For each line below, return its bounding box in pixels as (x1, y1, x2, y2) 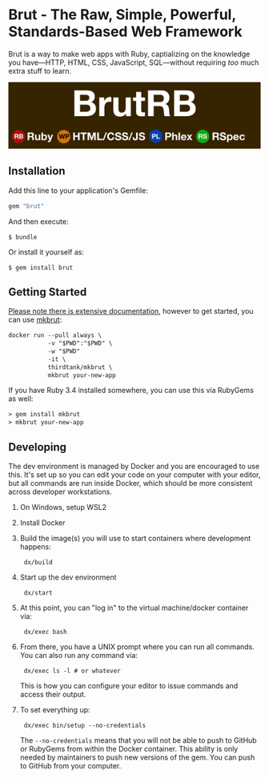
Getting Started (8, 285, 87, 299)
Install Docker (19, 518, 66, 527)
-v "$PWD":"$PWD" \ (47, 339, 113, 347)
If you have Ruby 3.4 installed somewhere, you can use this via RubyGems (8, 386, 255, 395)
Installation (8, 164, 66, 178)
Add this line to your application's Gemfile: (8, 186, 148, 195)
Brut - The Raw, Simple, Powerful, (8, 6, 236, 24)
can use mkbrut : (8, 315, 62, 325)
